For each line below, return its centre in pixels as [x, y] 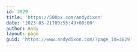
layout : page [22, 34]
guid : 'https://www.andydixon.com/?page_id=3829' [70, 39]
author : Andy [22, 28]
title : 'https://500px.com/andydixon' [55, 17]
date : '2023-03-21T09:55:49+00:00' [51, 23]
